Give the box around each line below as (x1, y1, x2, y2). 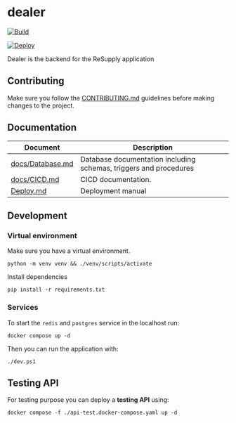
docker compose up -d (7, 332, 71, 339)
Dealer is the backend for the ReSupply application (7, 54, 155, 63)
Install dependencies (7, 273, 68, 281)
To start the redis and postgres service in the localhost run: (7, 318, 180, 327)
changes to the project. (7, 101, 75, 110)
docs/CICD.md (11, 174, 60, 184)
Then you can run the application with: (7, 344, 119, 353)
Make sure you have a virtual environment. (7, 247, 131, 255)
